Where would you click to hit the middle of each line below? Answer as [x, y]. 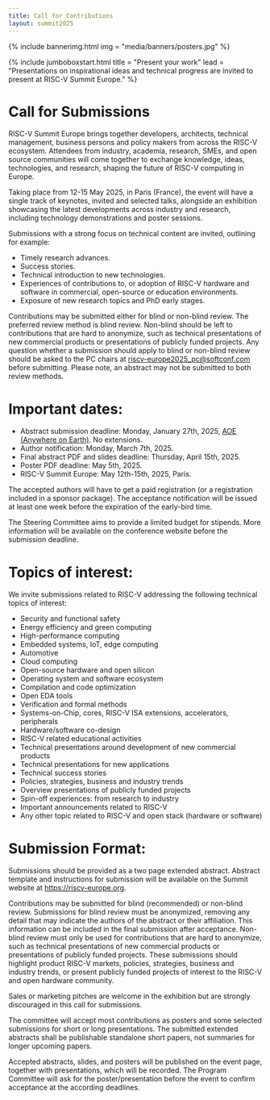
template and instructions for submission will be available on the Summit [128, 879]
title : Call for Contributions [61, 16]
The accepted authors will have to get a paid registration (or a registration [131, 490]
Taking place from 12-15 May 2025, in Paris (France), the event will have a [131, 192]
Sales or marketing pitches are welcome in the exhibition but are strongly [130, 996]
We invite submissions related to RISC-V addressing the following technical [133, 594]
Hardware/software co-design [70, 730]
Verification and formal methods [73, 704]
